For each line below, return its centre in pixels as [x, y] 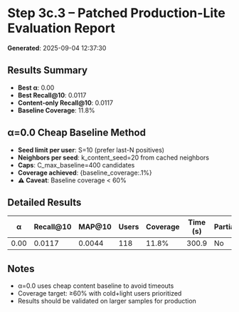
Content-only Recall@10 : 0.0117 [65, 103]
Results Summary [48, 70]
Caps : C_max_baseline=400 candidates [76, 165]
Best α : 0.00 [36, 88]
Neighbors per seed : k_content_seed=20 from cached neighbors [113, 157]
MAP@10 [95, 227]
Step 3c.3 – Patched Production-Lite [116, 13]
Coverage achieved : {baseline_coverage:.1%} [85, 172]
